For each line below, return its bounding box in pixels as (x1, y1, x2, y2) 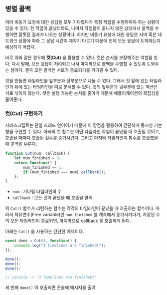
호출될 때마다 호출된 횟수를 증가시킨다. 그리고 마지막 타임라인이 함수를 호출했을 (5, 135, 159, 141)
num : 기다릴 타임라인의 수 (12, 189, 62, 195)
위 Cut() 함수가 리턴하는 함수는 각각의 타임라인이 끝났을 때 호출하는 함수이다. (5, 205, 155, 211)
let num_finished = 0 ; (14, 155, 61, 161)
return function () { (14, 160, 57, 165)
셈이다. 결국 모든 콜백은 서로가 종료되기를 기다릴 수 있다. (10, 67, 120, 73)
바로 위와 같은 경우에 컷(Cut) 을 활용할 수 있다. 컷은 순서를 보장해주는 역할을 (5, 54, 153, 60)
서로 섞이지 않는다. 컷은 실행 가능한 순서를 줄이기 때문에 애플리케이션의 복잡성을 (5, 90, 160, 96)
